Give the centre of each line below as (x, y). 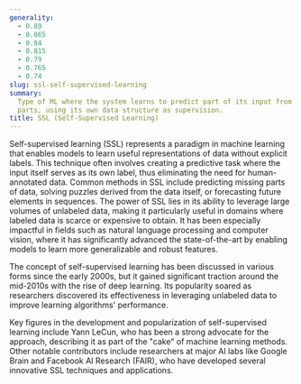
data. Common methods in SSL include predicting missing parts (167, 182)
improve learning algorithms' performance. (89, 305)
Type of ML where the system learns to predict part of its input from (155, 101)
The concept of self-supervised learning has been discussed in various (142, 267)
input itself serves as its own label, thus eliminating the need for (128, 173)
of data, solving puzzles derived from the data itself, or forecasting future (146, 192)
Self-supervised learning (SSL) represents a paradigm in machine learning (147, 144)
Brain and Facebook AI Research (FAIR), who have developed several (137, 361)
